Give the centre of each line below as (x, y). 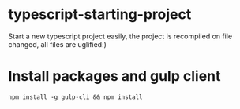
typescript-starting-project (100, 15)
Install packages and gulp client (114, 76)
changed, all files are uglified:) (57, 44)
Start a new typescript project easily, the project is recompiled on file (120, 36)
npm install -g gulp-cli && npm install (76, 97)
